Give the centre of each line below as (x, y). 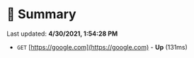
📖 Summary (41, 14)
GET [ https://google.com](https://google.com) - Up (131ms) (102, 47)
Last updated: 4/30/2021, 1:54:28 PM (62, 34)
